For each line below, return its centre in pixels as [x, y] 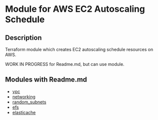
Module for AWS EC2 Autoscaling [75, 9]
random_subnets [29, 102]
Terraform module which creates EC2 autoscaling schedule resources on [79, 49]
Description [23, 38]
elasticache [24, 112]
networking [24, 96]
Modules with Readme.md [46, 80]
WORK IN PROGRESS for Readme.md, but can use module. [65, 64]
